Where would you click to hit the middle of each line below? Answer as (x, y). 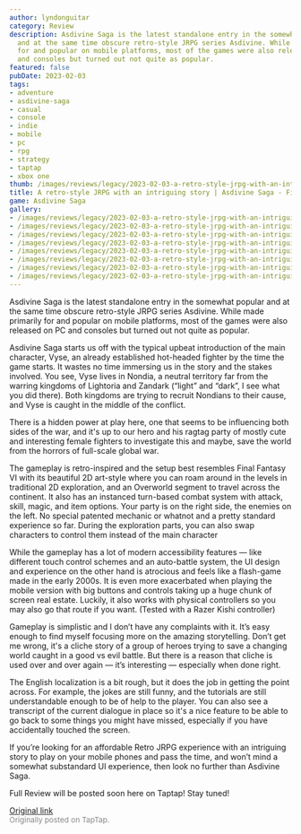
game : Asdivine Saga (48, 201)
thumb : (21, 185)
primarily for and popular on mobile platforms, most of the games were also (149, 320)
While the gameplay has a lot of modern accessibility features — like (136, 552)
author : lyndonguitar (50, 17)
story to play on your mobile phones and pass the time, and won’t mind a (144, 756)
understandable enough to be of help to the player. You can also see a (139, 701)
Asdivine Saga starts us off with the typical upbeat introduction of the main (147, 347)
